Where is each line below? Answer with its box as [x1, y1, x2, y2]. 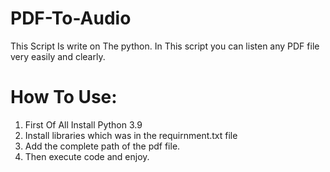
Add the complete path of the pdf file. [24, 140, 181, 152]
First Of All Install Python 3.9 [24, 118, 143, 131]
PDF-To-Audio [10, 7, 132, 30]
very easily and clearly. [10, 50, 106, 62]
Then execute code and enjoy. [24, 150, 150, 162]
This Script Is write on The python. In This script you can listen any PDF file [10, 40, 320, 52]
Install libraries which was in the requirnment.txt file [24, 129, 238, 141]
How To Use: [10, 86, 118, 109]
